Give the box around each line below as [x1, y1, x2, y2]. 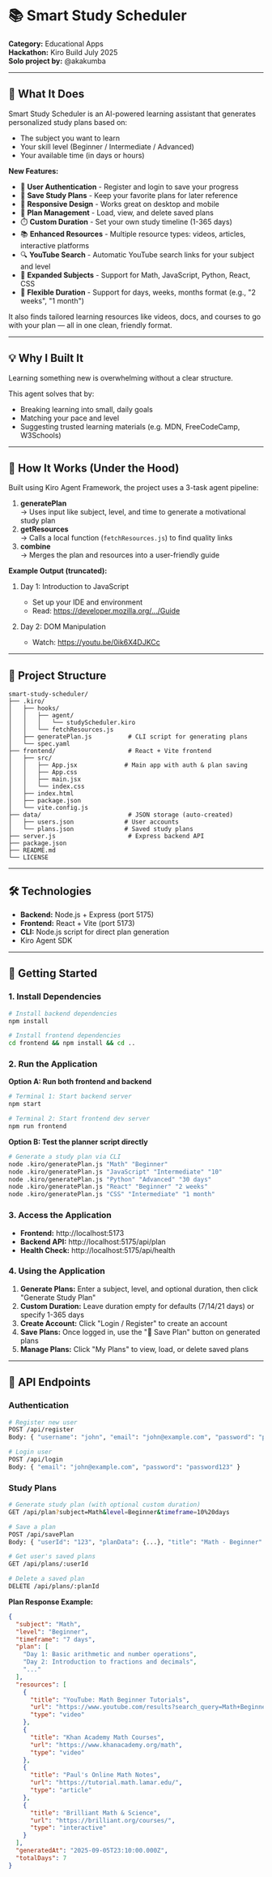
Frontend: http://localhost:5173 [19, 1228, 125, 1238]
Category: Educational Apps [8, 38, 104, 49]
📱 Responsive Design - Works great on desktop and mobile [19, 199, 220, 209]
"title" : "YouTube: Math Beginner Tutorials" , [29, 1695, 190, 1704]
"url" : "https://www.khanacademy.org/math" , [29, 1741, 183, 1749]
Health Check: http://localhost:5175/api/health [19, 1245, 176, 1255]
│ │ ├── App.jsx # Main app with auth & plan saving [8, 761, 249, 769]
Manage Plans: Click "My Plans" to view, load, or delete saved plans [19, 1344, 249, 1354]
